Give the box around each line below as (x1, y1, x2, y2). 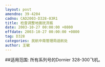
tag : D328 (5, 34, 25, 39)
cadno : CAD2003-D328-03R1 (5, 16, 58, 21)
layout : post (5, 7, 32, 12)
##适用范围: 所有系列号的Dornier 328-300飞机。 (5, 56, 103, 63)
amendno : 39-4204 (5, 12, 41, 16)
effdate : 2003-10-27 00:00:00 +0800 (5, 29, 80, 34)
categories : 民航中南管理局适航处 (5, 39, 68, 43)
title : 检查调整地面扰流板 (5, 20, 54, 26)
